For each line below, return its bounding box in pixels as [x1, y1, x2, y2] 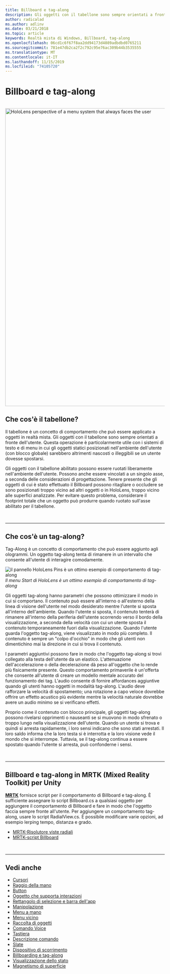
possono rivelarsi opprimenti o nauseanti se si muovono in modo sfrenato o [5, 714, 162, 720]
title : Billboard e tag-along [5, 7, 69, 13]
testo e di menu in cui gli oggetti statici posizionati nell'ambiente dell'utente [5, 445, 162, 451]
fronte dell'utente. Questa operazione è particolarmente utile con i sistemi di [5, 439, 164, 445]
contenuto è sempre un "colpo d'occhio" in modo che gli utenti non [5, 635, 145, 641]
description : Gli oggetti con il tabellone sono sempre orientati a [5, 12, 153, 17]
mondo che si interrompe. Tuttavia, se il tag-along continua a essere [5, 736, 148, 742]
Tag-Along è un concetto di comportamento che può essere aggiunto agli [5, 546, 158, 552]
